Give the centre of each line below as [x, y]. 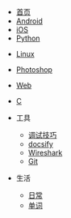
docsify [41, 144]
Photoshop [34, 70]
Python [28, 38]
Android [29, 21]
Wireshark [45, 153]
